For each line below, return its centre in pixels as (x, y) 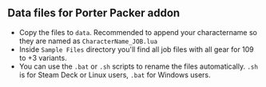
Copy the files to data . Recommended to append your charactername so (138, 32)
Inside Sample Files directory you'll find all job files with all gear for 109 (137, 49)
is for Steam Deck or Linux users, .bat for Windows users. (115, 74)
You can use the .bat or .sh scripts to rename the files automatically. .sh (139, 66)
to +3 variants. (43, 57)
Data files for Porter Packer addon (94, 13)
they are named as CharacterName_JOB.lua (88, 41)
